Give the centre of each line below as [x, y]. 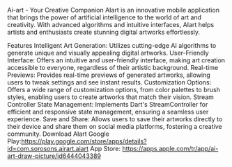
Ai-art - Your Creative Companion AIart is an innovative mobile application [113, 10]
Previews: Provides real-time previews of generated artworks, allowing [109, 75]
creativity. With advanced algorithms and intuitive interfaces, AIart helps [111, 25]
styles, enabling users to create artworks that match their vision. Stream [111, 97]
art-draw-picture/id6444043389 [54, 156]
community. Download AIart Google [58, 134]
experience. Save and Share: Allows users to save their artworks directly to [115, 119]
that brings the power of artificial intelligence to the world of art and [105, 17]
